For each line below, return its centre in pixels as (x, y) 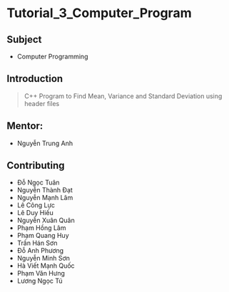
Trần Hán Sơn (37, 243)
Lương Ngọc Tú (40, 281)
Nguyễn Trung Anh (45, 143)
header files (42, 103)
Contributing (36, 166)
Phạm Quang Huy (43, 236)
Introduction (35, 79)
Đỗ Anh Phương (40, 251)
